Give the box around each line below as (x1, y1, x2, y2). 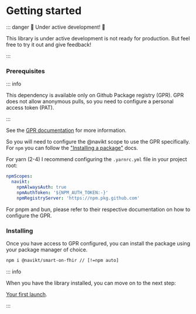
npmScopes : (6, 173, 33, 179)
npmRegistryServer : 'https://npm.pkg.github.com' (16, 195, 140, 201)
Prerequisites (6, 67, 45, 75)
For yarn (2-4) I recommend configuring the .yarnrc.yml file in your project (6, 156, 187, 163)
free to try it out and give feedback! (6, 41, 92, 48)
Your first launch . (6, 291, 48, 298)
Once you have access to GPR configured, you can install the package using (6, 240, 190, 247)
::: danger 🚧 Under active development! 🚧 (6, 23, 105, 30)
